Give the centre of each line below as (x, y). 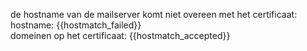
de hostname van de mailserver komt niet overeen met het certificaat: (154, 14)
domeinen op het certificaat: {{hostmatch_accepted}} (120, 35)
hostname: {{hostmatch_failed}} (76, 25)
